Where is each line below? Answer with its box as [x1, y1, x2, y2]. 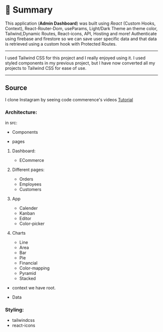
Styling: [5, 306, 24, 313]
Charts [12, 230, 26, 236]
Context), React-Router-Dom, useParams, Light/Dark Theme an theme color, [5, 25, 158, 31]
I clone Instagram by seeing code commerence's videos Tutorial [5, 96, 133, 102]
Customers [19, 187, 42, 192]
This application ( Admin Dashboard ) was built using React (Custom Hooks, [5, 20, 156, 26]
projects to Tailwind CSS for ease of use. [5, 65, 86, 71]
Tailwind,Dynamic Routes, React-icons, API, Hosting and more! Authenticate [5, 31, 157, 36]
